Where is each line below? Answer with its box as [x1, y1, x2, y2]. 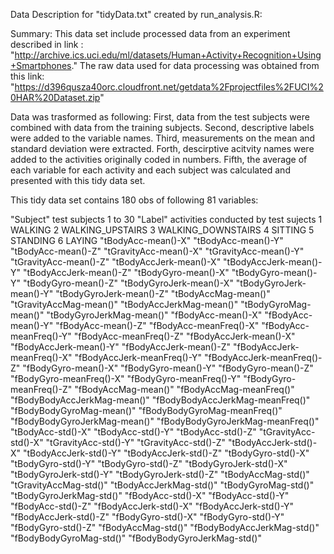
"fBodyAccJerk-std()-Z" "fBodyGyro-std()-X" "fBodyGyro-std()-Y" [10, 511, 285, 523]
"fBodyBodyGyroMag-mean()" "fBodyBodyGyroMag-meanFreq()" [10, 405, 283, 416]
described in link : [10, 39, 84, 50]
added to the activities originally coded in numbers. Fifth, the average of [10, 154, 308, 165]
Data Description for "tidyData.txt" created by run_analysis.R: [10, 9, 263, 20]
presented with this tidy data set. [10, 175, 146, 186]
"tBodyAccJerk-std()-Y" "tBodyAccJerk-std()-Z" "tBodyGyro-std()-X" [23, 447, 310, 459]
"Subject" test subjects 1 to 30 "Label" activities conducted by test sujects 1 [10, 214, 323, 225]
